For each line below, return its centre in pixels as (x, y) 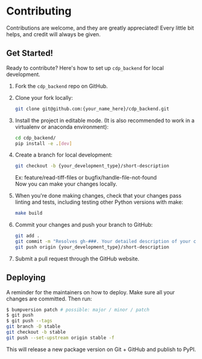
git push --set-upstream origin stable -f (60, 338)
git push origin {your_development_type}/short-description (92, 247)
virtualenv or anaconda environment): (62, 127)
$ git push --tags (29, 321)
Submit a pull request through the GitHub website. (77, 259)
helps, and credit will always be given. (53, 34)
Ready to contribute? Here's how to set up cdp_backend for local (85, 68)
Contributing (39, 11)
